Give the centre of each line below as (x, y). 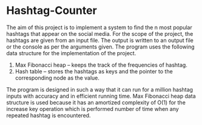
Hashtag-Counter (52, 11)
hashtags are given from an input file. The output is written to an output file (100, 40)
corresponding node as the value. (57, 78)
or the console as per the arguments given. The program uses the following (101, 47)
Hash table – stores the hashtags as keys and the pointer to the (94, 71)
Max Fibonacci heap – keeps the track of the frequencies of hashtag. (101, 65)
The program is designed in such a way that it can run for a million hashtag (99, 89)
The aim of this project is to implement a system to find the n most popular (99, 27)
